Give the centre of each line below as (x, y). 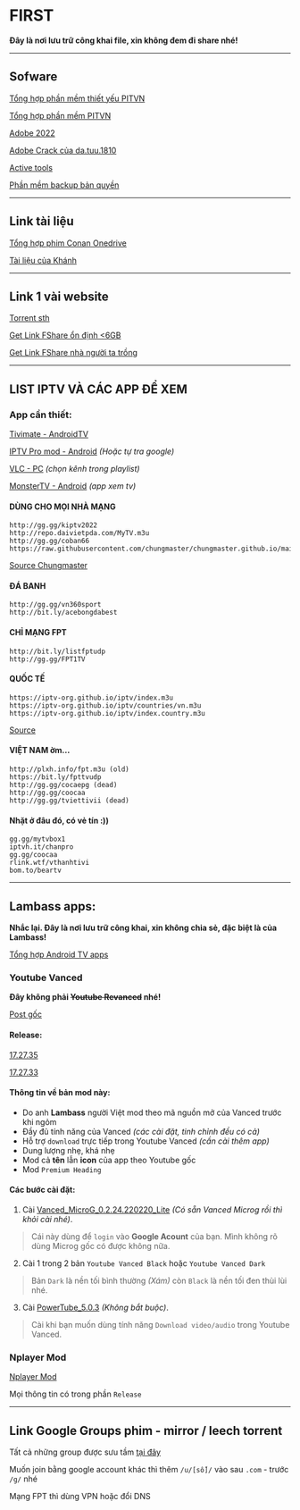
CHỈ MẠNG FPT (38, 633)
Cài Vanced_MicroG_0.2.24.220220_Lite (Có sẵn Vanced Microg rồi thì (152, 1210)
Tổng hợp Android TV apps (59, 955)
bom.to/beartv (36, 871)
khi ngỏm (39, 1121)
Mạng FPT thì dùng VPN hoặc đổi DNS (80, 1497)
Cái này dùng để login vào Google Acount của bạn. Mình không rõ (154, 1237)
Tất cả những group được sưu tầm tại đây (85, 1452)
